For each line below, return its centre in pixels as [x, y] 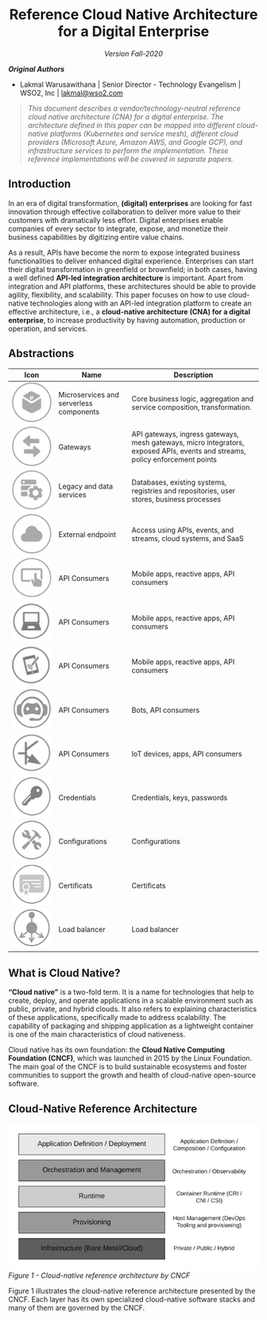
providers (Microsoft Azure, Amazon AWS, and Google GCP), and [135, 142]
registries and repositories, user [184, 490]
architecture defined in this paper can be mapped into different [131, 125]
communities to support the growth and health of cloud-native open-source [132, 1075]
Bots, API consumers [166, 710]
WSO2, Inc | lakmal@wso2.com [71, 92]
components [79, 411]
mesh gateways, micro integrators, [188, 442]
